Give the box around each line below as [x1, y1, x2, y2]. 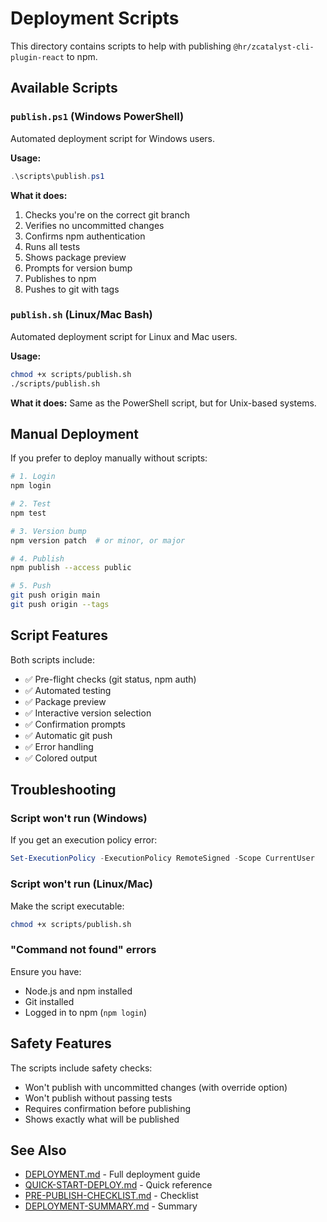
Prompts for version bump [24, 262, 133, 274]
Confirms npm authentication [24, 230, 146, 242]
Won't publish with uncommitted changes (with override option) [24, 1081, 288, 1093]
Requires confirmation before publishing [24, 1102, 192, 1114]
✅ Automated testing [24, 684, 112, 696]
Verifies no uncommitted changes [24, 219, 165, 231]
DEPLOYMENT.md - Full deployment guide [24, 1168, 201, 1181]
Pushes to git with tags [24, 283, 120, 295]
